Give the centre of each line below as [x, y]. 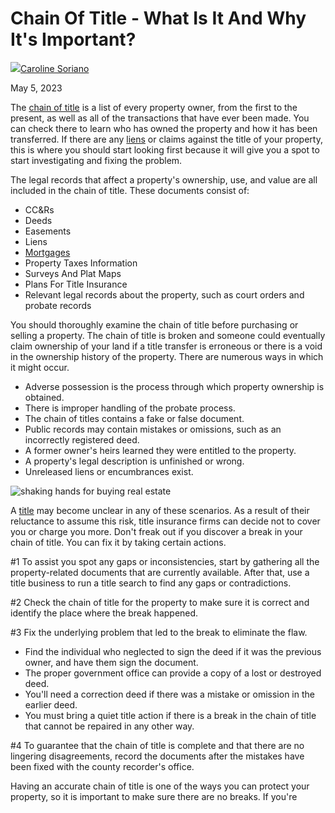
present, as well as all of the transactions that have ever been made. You [160, 118]
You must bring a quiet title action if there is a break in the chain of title [170, 715]
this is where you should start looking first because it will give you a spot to [165, 149]
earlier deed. [51, 704]
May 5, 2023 [36, 88]
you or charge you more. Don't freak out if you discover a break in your [156, 531]
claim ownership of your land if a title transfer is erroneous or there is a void [166, 346]
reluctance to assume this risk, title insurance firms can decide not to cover [165, 521]
